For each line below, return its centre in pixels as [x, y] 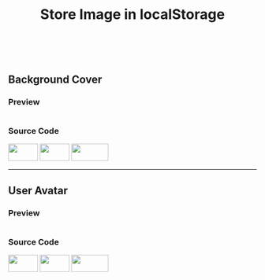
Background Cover [55, 79]
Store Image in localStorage [132, 15]
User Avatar [38, 190]
